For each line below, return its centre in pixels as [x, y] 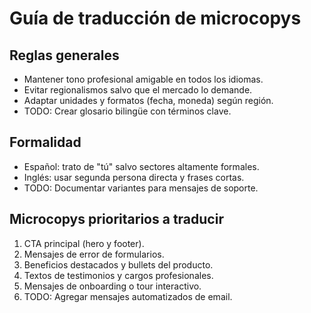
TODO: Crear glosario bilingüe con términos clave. [127, 111]
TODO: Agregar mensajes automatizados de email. [128, 296]
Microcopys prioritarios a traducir [116, 219]
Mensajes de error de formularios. [94, 254]
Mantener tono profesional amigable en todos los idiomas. [143, 79]
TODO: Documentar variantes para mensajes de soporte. [141, 188]
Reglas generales [64, 55]
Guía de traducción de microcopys [155, 18]
